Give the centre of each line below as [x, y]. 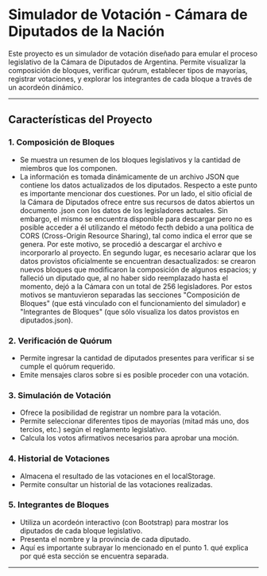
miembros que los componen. [68, 168]
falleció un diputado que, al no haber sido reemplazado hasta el [124, 278]
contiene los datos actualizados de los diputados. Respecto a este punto [139, 185]
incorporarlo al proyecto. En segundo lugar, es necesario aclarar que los [138, 253]
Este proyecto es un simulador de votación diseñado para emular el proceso [133, 53]
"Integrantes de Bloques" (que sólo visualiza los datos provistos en [130, 311]
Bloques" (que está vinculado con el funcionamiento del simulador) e [133, 303]
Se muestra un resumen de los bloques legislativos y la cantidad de [130, 160]
